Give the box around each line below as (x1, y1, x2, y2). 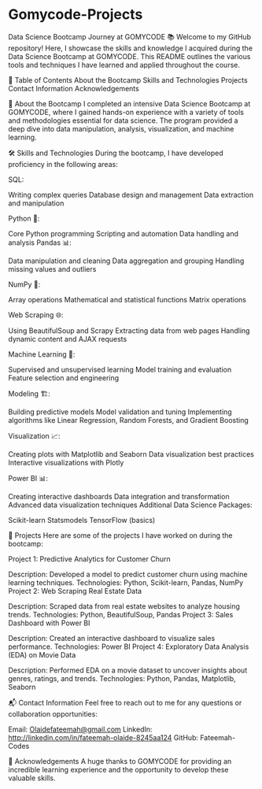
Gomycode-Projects (8, 6, 143, 24)
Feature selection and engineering (8, 372, 120, 383)
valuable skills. (8, 773, 56, 783)
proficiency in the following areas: (8, 159, 118, 169)
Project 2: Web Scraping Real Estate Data (8, 586, 142, 595)
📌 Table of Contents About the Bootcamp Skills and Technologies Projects (8, 75, 248, 84)
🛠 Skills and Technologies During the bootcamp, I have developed (8, 148, 223, 157)
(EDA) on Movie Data (8, 650, 76, 659)
